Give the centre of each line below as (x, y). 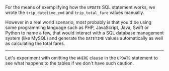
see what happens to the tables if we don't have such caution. (70, 63)
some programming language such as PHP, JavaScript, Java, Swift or (77, 27)
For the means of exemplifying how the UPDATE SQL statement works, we (80, 7)
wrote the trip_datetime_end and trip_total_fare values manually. (75, 12)
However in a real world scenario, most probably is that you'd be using (78, 22)
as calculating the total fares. (35, 43)
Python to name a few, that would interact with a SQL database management (84, 33)
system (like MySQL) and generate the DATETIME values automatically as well (84, 38)
